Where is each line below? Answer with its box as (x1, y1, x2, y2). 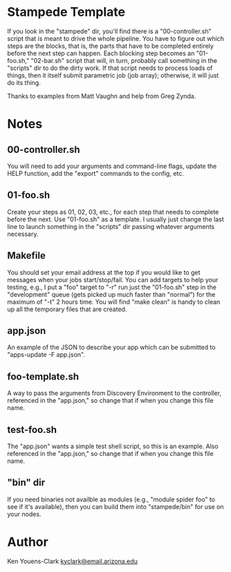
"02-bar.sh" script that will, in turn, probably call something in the (30, 56, 218, 64)
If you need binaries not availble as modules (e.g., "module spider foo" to (7, 495, 216, 504)
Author (7, 534, 48, 550)
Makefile (7, 250, 46, 261)
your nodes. (7, 510, 41, 518)
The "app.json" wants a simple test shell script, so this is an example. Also (7, 442, 219, 450)
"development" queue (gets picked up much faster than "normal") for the (7, 290, 216, 298)
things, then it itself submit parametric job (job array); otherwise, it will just (7, 71, 219, 80)
